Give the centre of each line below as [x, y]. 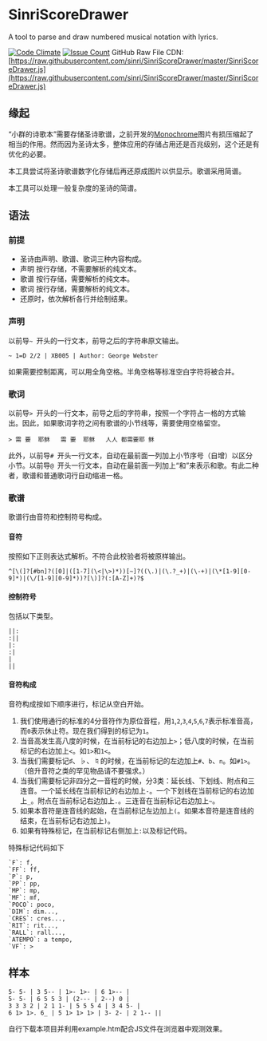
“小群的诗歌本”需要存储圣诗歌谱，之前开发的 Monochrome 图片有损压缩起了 [131, 134]
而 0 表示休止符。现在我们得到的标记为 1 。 [86, 730]
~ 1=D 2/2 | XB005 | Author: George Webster [83, 356]
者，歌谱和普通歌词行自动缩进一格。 [68, 476]
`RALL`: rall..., [37, 932]
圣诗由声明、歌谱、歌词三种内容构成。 [82, 259]
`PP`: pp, [25, 884]
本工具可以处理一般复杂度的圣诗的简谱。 [75, 188]
